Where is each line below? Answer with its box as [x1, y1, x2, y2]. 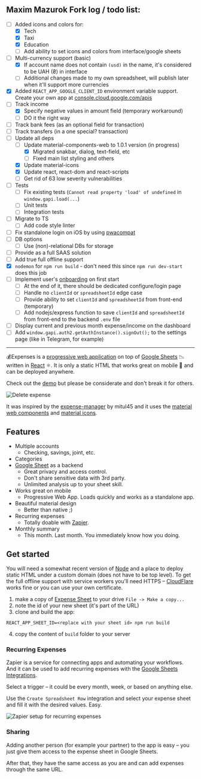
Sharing [6, 728, 30, 736]
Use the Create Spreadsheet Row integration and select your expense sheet [6, 695, 191, 702]
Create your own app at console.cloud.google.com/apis [14, 94, 153, 101]
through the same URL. [6, 766, 63, 773]
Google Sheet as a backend [14, 462, 84, 469]
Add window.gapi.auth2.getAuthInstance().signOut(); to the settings [14, 329, 187, 336]
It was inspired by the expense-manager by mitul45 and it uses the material [6, 403, 193, 410]
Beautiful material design [14, 500, 77, 507]
